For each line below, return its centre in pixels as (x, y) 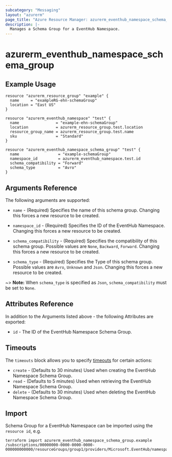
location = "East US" (33, 105)
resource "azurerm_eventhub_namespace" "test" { (58, 118)
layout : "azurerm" (25, 15)
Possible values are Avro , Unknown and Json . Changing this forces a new (88, 267)
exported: (16, 322)
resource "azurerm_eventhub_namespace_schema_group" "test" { (73, 150)
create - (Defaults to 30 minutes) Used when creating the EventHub (84, 370)
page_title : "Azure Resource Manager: (47, 19)
